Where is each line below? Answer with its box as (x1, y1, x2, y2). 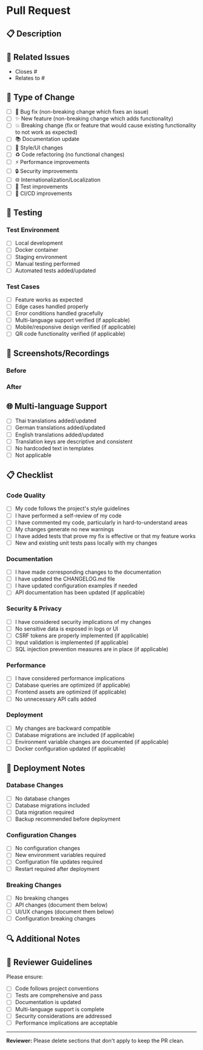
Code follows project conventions (14, 985, 99, 993)
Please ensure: (6, 973, 43, 980)
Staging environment (14, 253, 68, 260)
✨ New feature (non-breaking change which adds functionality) (14, 115, 173, 122)
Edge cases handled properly (14, 303, 89, 310)
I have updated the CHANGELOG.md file (14, 576, 115, 583)
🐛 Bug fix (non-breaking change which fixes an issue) (14, 108, 149, 116)
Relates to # (14, 74, 45, 82)
